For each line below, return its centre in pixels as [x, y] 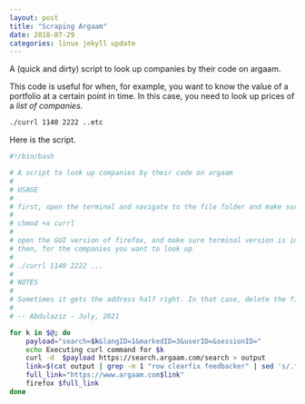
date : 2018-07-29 [42, 34]
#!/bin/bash [32, 157]
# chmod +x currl [42, 223]
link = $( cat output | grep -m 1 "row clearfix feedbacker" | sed [150, 367]
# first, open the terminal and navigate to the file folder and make [146, 207]
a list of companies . [46, 106]
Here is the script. [43, 140]
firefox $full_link [63, 383]
